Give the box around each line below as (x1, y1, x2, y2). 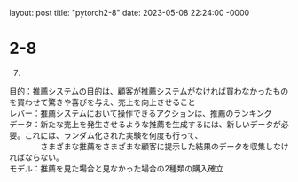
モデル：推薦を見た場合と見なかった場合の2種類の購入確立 (9, 163, 224, 173)
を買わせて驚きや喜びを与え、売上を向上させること (9, 96, 196, 107)
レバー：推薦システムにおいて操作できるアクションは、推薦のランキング (9, 108, 272, 118)
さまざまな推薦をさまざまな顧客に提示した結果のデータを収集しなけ (39, 140, 289, 151)
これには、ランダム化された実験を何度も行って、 (24, 130, 203, 140)
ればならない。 (9, 152, 64, 163)
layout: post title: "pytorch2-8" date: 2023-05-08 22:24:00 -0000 (9, 8, 250, 18)
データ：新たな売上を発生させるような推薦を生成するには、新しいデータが (9, 118, 281, 129)
